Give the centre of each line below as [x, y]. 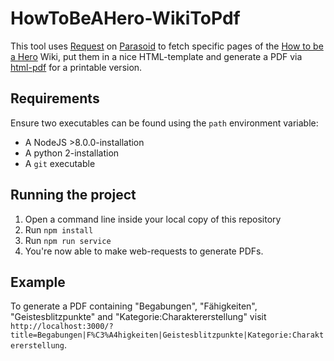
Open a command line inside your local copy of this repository [153, 219]
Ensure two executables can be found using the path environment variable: [164, 123]
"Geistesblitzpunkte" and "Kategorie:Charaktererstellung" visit [138, 317]
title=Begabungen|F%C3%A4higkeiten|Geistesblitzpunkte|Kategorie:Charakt [167, 335]
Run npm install [59, 229]
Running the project [73, 195]
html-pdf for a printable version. [76, 67]
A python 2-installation [72, 153]
